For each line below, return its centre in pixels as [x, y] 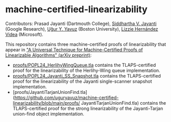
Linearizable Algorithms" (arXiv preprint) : [48, 55]
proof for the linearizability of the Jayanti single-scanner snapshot [82, 81]
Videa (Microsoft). [24, 34]
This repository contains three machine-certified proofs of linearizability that [86, 44]
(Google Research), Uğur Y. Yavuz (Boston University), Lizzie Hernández [82, 29]
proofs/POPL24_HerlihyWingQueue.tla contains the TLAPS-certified [84, 65]
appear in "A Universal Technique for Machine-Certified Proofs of [74, 50]
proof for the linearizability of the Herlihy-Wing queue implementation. [87, 70]
